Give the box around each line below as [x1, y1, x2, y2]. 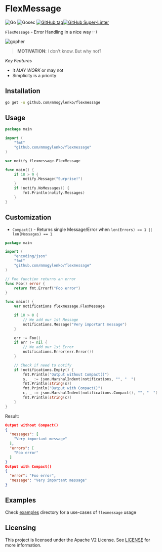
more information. [5, 542, 41, 548]
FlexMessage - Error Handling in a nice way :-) [5, 29, 97, 35]
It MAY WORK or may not [12, 67, 64, 73]
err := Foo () [14, 335, 41, 340]
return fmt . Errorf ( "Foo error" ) [14, 285, 81, 291]
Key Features [5, 57, 32, 63]
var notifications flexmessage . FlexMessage [14, 304, 105, 309]
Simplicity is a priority [12, 72, 57, 78]
